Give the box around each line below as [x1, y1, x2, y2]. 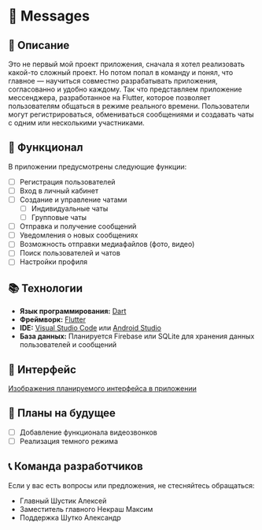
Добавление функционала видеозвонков [19, 427, 157, 437]
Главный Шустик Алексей [19, 496, 107, 506]
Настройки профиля [19, 257, 88, 267]
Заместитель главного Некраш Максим [19, 504, 153, 513]
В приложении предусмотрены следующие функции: [8, 162, 187, 171]
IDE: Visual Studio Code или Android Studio [19, 323, 161, 333]
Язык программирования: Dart [19, 307, 127, 316]
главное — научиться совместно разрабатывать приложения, [8, 77, 218, 85]
